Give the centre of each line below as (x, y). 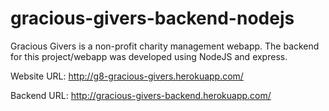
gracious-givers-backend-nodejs (152, 18)
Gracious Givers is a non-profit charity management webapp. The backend (165, 46)
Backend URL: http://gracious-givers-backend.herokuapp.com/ (141, 95)
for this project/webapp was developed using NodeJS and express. (149, 56)
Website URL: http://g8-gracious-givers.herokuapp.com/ (127, 76)
